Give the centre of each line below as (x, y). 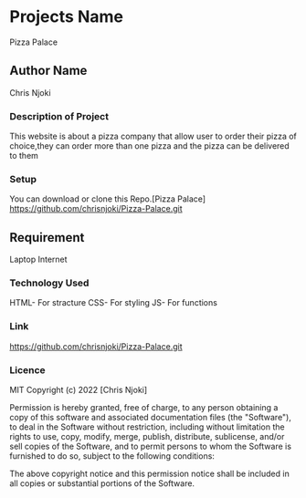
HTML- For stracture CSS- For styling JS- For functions (113, 303)
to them (24, 156)
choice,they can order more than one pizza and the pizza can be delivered (149, 146)
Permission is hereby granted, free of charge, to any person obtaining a (144, 408)
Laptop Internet (38, 259)
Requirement (47, 238)
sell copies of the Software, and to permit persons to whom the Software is (151, 446)
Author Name (48, 71)
